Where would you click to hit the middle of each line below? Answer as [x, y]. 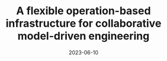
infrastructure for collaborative [83, 23]
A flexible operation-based [83, 11]
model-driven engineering [83, 36]
